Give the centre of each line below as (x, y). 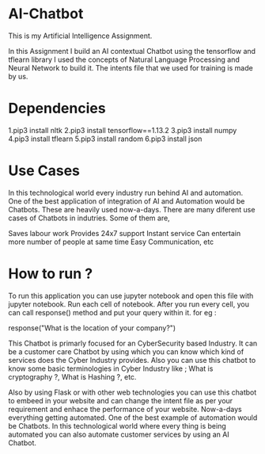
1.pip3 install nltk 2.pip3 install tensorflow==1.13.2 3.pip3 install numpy (123, 130)
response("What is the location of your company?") (92, 328)
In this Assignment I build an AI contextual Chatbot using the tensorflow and (132, 51)
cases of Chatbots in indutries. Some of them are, (89, 218)
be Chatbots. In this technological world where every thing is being (117, 425)
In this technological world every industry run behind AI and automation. (126, 193)
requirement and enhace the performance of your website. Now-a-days (125, 409)
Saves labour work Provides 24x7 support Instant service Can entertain (125, 233)
